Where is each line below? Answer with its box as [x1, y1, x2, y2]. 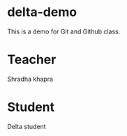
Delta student [7, 122, 47, 130]
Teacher [7, 52, 57, 68]
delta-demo [7, 4, 77, 20]
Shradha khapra [7, 75, 54, 83]
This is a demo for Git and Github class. [7, 27, 121, 36]
